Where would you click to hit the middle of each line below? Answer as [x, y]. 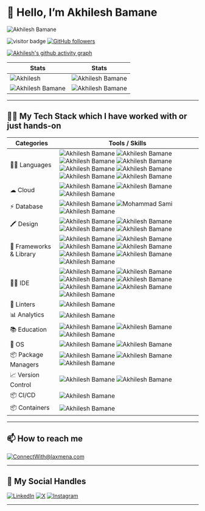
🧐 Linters [23, 304]
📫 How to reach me [45, 439]
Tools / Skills [127, 143]
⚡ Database [26, 207]
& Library [23, 254]
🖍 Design [24, 224]
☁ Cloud [23, 190]
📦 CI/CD [23, 395]
